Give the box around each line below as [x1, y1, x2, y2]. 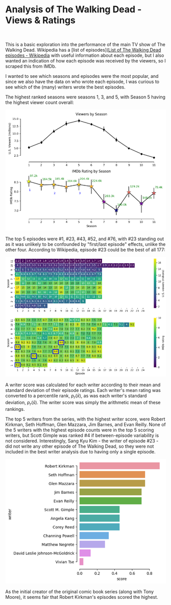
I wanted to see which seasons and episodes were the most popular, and [5, 73, 159, 79]
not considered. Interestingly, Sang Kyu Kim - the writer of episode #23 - [5, 437, 159, 444]
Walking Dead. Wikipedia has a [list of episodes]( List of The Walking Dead [5, 47, 161, 53]
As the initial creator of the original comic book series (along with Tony [5, 588, 154, 595]
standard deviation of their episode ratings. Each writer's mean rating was [5, 387, 161, 393]
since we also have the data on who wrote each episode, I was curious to [5, 78, 160, 85]
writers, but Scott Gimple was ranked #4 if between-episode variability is [5, 432, 159, 439]
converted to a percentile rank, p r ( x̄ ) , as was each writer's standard [5, 393, 147, 400]
